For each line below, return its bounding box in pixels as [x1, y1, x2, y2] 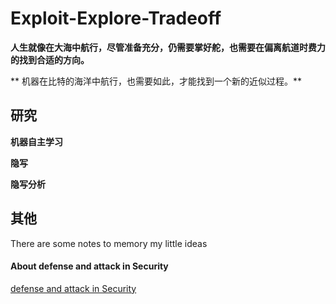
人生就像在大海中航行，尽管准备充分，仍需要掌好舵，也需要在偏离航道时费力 [10, 41, 326, 53]
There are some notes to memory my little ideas [10, 237, 208, 249]
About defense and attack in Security [10, 260, 169, 272]
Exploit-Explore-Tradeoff [10, 7, 222, 30]
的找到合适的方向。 [10, 53, 90, 66]
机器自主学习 [10, 135, 63, 147]
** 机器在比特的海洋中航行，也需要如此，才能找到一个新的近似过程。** [10, 75, 302, 87]
